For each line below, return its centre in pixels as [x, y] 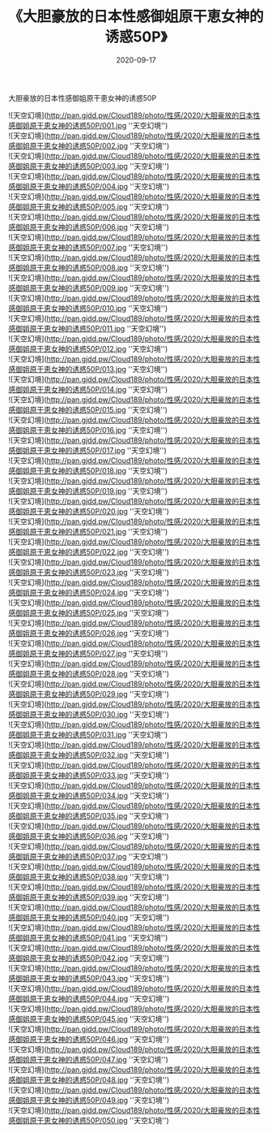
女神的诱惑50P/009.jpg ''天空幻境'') [110, 288]
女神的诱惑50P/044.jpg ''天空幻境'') [110, 998]
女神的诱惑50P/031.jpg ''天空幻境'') [109, 734]
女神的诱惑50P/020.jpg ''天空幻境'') [110, 511]
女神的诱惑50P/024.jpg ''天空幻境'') [110, 592]
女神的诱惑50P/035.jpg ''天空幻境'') [110, 815]
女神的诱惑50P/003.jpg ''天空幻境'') [110, 166]
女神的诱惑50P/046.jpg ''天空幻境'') [110, 1039]
